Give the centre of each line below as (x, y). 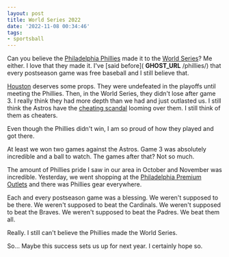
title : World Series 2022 (44, 20)
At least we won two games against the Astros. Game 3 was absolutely (107, 149)
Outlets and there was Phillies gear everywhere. (75, 184)
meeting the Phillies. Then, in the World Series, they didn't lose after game (111, 94)
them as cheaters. (32, 115)
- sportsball (26, 39)
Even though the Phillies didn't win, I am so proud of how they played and (110, 129)
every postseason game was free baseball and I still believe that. (98, 73)
